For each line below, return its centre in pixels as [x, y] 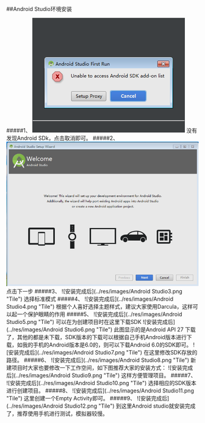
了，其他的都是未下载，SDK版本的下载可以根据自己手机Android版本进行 [97, 337]
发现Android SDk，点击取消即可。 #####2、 [63, 138]
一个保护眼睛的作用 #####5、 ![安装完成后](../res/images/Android [99, 314]
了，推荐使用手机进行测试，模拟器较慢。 [57, 414]
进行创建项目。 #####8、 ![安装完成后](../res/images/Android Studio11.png [100, 391]
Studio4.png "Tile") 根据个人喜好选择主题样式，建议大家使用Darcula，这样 [100, 307]
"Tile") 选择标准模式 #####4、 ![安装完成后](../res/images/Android [90, 299]
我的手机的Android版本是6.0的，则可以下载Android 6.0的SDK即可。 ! [109, 345]
